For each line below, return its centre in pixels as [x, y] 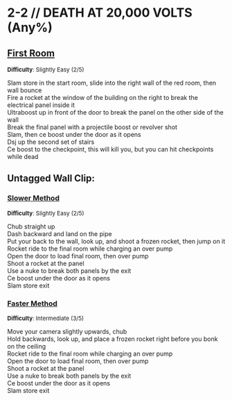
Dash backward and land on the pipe [60, 233]
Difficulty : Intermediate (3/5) [46, 318]
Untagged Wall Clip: [51, 178]
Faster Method [32, 303]
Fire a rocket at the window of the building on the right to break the [103, 98]
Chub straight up [31, 226]
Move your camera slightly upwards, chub [67, 331]
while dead [23, 157]
